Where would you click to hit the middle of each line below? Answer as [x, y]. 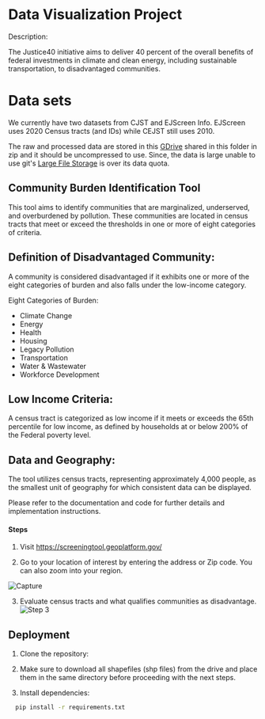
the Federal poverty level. [50, 435]
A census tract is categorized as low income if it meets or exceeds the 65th [131, 418]
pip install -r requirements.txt [70, 708]
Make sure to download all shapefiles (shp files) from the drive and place [138, 669]
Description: [28, 36]
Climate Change [46, 315]
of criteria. [25, 232]
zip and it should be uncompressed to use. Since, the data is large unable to [132, 154]
